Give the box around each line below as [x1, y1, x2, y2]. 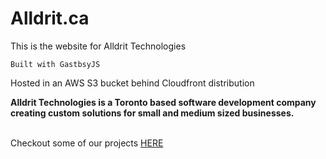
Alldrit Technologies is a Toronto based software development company [10, 96, 317, 108]
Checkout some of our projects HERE [10, 137, 164, 149]
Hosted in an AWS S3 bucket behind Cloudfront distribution [10, 77, 255, 89]
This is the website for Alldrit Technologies [10, 40, 187, 52]
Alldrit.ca [10, 7, 90, 30]
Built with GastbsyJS [10, 59, 101, 69]
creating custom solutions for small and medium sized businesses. [10, 107, 295, 119]
